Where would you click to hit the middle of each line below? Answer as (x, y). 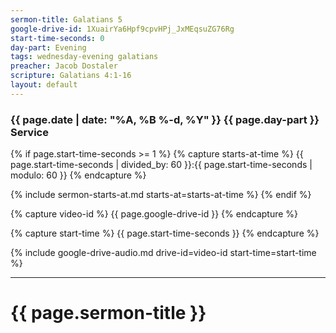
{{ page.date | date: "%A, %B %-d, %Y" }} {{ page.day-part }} (165, 119)
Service (29, 132)
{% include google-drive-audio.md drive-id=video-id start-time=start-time (163, 253)
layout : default (44, 85)
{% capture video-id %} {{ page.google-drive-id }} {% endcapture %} (154, 214)
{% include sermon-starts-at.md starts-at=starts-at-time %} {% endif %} (161, 195)
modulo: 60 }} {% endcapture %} (78, 175)
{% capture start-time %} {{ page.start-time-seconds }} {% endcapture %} (165, 233)
